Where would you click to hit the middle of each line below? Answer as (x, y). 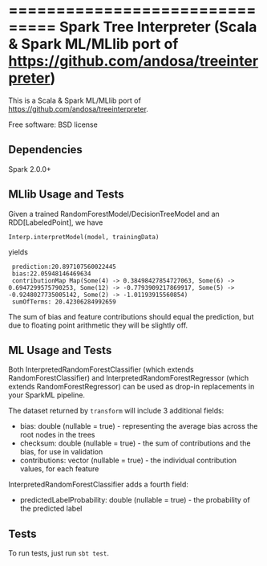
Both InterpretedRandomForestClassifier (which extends (101, 369)
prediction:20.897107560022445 (64, 267)
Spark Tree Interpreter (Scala (158, 27)
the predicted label (51, 509)
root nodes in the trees (57, 435)
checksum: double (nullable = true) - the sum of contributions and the (135, 443)
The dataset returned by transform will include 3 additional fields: (116, 411)
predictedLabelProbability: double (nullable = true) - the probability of (135, 500)
